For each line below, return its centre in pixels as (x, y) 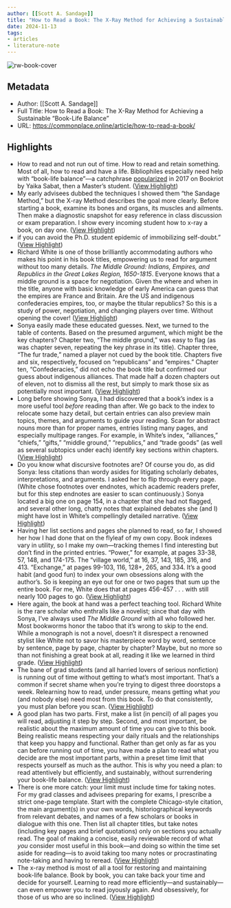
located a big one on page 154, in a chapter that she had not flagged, (115, 501)
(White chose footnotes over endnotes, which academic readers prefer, (118, 486)
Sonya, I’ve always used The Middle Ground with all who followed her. (116, 618)
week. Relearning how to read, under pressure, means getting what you (118, 691)
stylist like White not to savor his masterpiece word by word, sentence (117, 640)
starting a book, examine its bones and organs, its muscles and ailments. (120, 208)
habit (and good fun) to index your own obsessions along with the (110, 574)
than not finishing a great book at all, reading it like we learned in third (116, 655)
